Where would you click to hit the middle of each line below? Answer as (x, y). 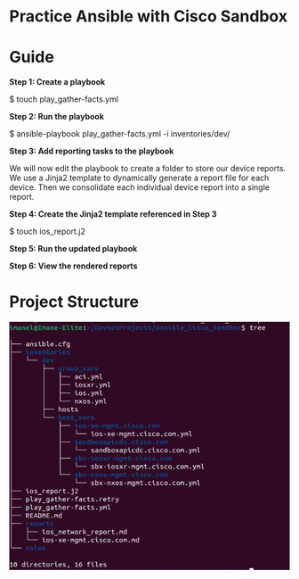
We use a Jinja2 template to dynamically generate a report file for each (139, 178)
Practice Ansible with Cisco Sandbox (148, 17)
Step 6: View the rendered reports (73, 266)
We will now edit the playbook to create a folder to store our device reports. (148, 169)
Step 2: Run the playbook (57, 117)
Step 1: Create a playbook (57, 82)
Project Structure (74, 302)
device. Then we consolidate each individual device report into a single (139, 187)
